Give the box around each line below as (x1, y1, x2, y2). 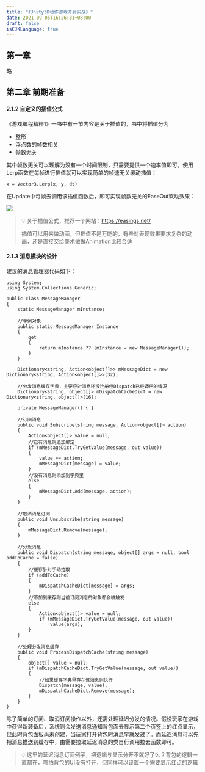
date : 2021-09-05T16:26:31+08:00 (6, 15, 92, 21)
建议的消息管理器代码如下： (6, 267, 76, 275)
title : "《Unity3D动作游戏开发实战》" (6, 9, 93, 15)
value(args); (49, 621, 84, 627)
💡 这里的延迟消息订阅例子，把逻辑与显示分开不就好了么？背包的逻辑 (21, 751, 193, 758)
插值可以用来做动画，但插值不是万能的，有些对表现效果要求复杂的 (21, 230, 187, 237)
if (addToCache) (28, 572, 70, 578)
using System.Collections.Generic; (6, 285, 97, 291)
